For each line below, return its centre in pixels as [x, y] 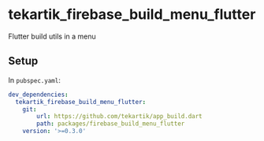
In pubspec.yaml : [34, 80]
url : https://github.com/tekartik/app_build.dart [119, 117]
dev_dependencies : [38, 95]
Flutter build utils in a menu [52, 36]
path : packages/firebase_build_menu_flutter [111, 124]
